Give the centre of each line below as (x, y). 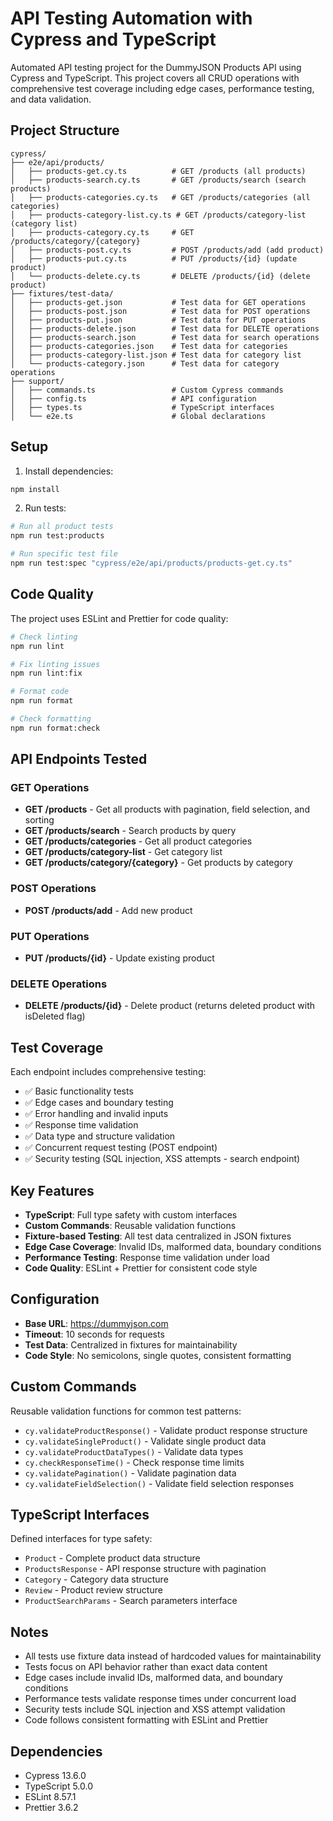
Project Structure (65, 130)
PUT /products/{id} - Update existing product (119, 958)
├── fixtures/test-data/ (62, 293)
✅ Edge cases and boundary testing (99, 1103)
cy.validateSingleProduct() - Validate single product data (145, 1441)
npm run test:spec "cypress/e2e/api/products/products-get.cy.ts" (151, 563)
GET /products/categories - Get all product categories (138, 841)
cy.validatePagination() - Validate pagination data (130, 1473)
